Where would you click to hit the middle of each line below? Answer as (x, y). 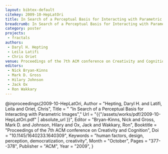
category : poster (23, 29)
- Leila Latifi (23, 52)
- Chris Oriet (22, 56)
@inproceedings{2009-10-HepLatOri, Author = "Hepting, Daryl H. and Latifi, (84, 103)
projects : (15, 33)
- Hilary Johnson (25, 80)
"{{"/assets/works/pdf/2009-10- (127, 114)
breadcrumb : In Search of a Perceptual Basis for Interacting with (77, 24)
